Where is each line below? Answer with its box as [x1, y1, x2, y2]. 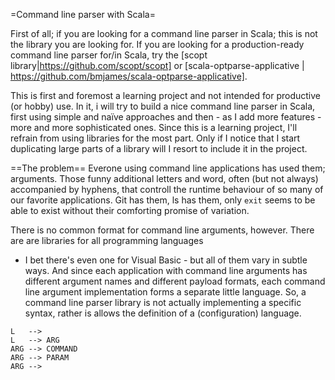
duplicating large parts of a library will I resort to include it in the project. [10, 143, 308, 154]
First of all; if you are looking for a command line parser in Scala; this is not [10, 28, 318, 39]
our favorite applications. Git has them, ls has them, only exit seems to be [10, 194, 316, 206]
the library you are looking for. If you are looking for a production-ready [10, 39, 305, 50]
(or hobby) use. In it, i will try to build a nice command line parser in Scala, [10, 100, 316, 112]
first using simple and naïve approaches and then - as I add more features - [10, 111, 322, 123]
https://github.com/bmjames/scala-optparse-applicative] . [10, 70, 248, 82]
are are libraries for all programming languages [10, 235, 204, 246]
